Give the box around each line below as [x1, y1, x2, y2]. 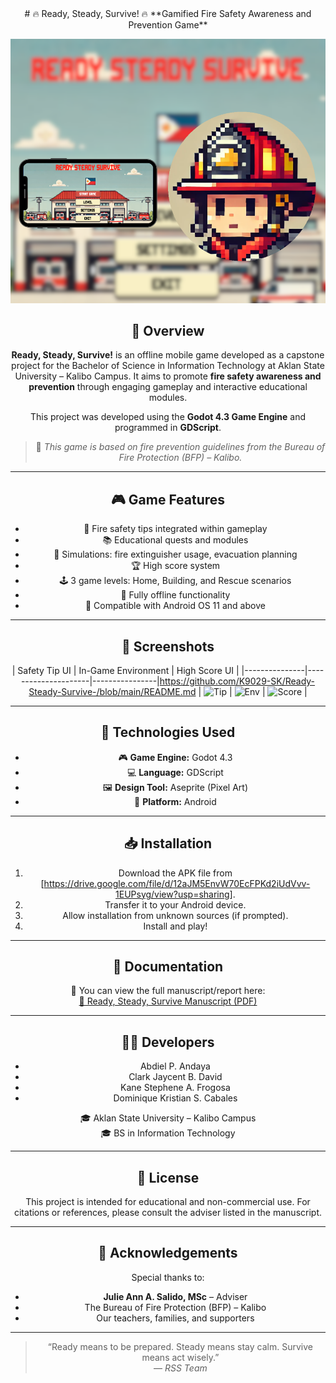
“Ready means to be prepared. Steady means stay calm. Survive [47, 1340, 313, 1352]
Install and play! [143, 920, 208, 932]
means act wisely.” [141, 1351, 220, 1363]
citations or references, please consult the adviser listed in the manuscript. [13, 1207, 323, 1218]
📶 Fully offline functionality [120, 589, 231, 601]
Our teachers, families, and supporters [96, 1312, 255, 1324]
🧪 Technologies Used [100, 724, 236, 741]
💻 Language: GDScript [126, 766, 224, 778]
